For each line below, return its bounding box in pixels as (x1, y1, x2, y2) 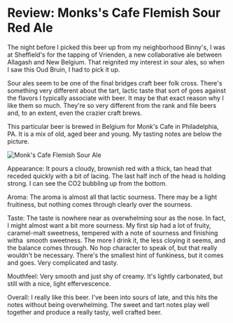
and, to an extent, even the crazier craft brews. (7, 109, 142, 117)
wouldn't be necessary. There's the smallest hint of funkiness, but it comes (7, 251, 224, 259)
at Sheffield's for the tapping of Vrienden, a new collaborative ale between (7, 50, 223, 59)
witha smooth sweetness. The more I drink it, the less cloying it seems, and (7, 236, 226, 245)
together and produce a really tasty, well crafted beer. (7, 308, 162, 316)
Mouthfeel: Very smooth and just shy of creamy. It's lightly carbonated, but (7, 272, 223, 280)
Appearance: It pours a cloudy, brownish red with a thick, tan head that (7, 164, 212, 172)
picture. (7, 137, 30, 145)
